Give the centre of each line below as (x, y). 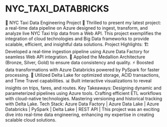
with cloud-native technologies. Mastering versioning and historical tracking (84, 98)
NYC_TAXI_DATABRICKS (57, 9)
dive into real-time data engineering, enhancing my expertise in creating (80, 114)
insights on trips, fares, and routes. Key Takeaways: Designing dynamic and (83, 88)
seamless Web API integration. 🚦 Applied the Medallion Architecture (75, 57)
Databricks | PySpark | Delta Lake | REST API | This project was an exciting (82, 109)
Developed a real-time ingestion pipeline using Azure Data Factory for (77, 51)
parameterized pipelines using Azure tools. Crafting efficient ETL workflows (83, 93)
